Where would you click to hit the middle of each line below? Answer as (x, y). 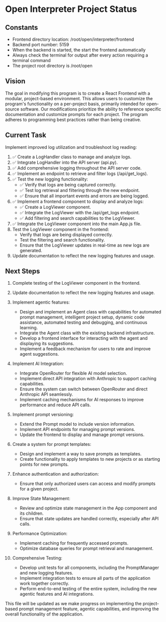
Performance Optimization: (40, 534)
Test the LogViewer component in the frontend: (60, 229)
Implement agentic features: (41, 302)
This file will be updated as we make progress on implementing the (74, 604)
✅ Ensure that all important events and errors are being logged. (84, 196)
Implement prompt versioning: (43, 415)
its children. (31, 513)
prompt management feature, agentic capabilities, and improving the (89, 609)
